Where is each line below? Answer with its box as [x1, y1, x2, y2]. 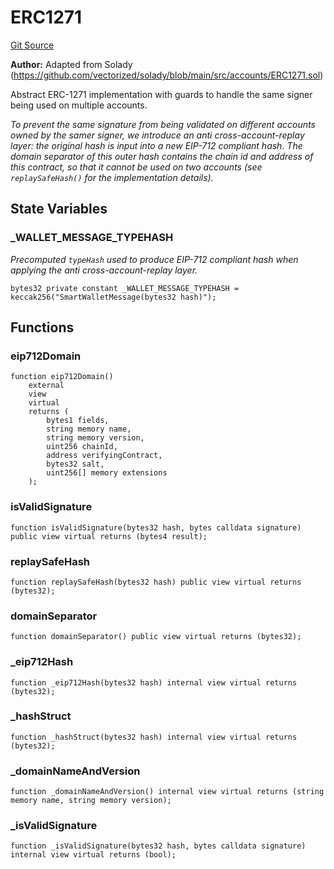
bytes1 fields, [46, 416, 110, 426]
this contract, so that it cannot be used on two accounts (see [10, 161, 263, 173]
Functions [10, 319, 75, 336]
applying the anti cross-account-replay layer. [10, 264, 198, 276]
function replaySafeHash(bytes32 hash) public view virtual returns [10, 577, 302, 587]
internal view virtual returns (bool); [10, 850, 177, 860]
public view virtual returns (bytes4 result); [10, 531, 208, 541]
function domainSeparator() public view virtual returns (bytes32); [10, 632, 302, 642]
